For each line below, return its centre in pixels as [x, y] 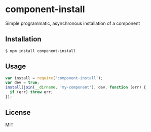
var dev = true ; [22, 83]
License [18, 113]
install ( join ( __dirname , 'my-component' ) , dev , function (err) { [76, 87]
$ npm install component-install [41, 51]
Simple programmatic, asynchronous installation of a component [73, 23]
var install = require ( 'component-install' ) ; [54, 78]
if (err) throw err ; [31, 92]
